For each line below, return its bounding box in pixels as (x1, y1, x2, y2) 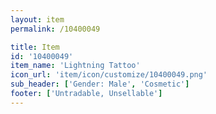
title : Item (10, 42, 60, 52)
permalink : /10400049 (10, 24, 101, 34)
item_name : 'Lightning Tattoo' (10, 61, 141, 71)
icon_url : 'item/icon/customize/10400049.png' (10, 70, 208, 80)
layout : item (10, 14, 65, 25)
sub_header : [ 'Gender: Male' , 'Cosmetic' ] (10, 79, 190, 90)
